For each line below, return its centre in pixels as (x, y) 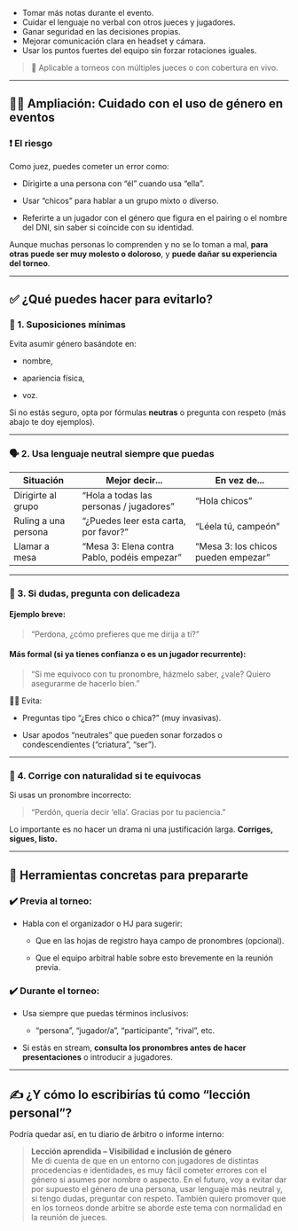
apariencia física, (54, 378)
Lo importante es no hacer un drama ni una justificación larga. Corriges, (141, 829)
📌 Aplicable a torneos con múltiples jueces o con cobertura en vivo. (154, 67)
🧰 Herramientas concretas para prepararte (129, 875)
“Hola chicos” (223, 500)
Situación (43, 480)
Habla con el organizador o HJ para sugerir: (102, 923)
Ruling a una (39, 521)
